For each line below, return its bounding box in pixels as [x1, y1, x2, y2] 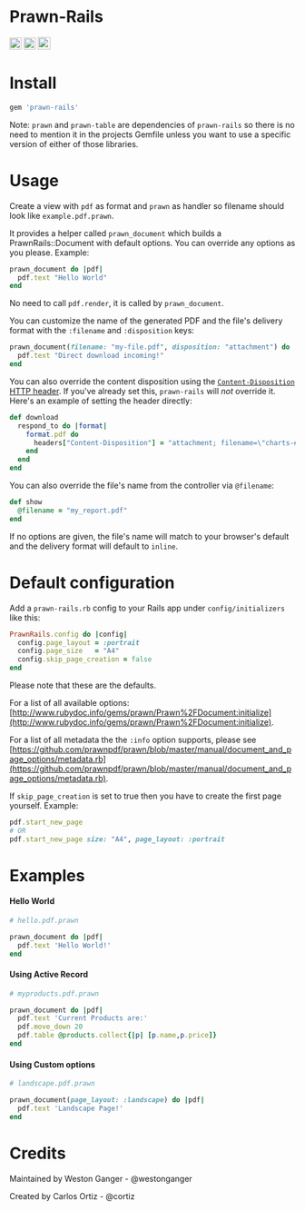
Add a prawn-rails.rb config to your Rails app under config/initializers [9, 602, 286, 613]
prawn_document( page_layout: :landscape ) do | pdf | [9, 1096, 205, 1105]
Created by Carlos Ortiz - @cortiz [9, 1190, 135, 1201]
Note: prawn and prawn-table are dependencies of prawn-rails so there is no [9, 119, 295, 130]
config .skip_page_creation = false [17, 655, 152, 664]
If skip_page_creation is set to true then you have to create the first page [9, 790, 282, 801]
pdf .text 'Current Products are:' [17, 1014, 148, 1023]
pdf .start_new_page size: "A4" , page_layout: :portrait [9, 834, 225, 844]
